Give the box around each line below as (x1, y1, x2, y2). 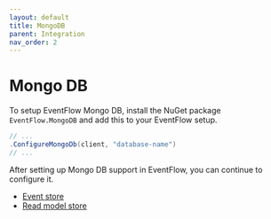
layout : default (9, 12, 69, 22)
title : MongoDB (9, 21, 66, 30)
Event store (21, 191, 65, 201)
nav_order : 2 (9, 37, 58, 47)
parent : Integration (9, 29, 86, 38)
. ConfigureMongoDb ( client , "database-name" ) (9, 140, 177, 149)
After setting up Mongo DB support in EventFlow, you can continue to (9, 164, 263, 175)
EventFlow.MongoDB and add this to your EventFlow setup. (9, 114, 218, 125)
